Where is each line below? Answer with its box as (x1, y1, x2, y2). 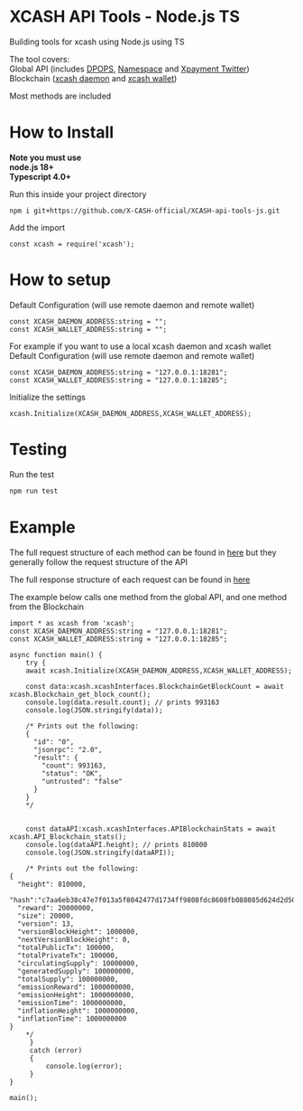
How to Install (9, 122, 115, 143)
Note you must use (9, 152, 82, 163)
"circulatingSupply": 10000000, (17, 958, 140, 968)
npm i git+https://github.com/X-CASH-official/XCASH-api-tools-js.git (9, 206, 280, 215)
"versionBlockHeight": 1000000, (17, 927, 140, 937)
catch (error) (29, 1046, 83, 1055)
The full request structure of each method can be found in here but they (9, 547, 277, 558)
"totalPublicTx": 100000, (17, 943, 115, 952)
